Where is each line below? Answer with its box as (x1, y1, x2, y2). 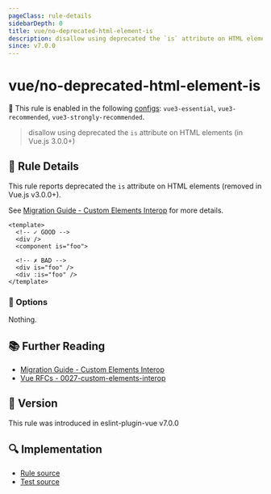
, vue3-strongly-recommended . (48, 112, 145, 122)
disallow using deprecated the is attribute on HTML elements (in (27, 128, 244, 137)
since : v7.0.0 (8, 42, 56, 50)
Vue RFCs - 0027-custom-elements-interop (19, 373, 166, 382)
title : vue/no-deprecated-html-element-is (8, 27, 153, 35)
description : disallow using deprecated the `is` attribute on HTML (8, 34, 244, 43)
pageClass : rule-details (8, 11, 92, 20)
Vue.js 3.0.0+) (27, 137, 76, 146)
